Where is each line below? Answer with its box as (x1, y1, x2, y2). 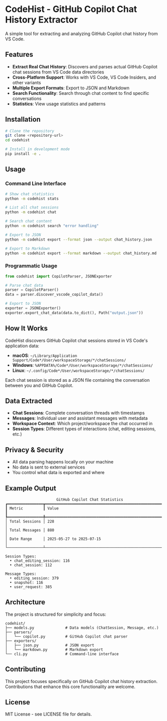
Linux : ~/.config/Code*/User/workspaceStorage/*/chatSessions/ (12, 367, 145, 373)
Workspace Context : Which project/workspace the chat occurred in (12, 421, 153, 427)
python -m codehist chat (5, 210, 57, 215)
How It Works (5, 324, 48, 333)
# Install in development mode (5, 147, 70, 152)
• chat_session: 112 (9, 563, 52, 568)
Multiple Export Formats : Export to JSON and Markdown (12, 85, 130, 91)
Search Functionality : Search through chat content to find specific (12, 90, 150, 96)
